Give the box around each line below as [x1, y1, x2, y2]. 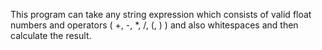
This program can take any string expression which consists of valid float [10, 9, 312, 20]
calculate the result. [10, 30, 92, 41]
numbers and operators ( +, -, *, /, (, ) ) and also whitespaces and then [10, 19, 299, 31]
